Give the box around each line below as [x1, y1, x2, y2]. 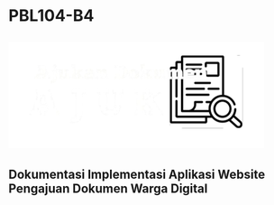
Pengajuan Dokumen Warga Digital [8, 181, 208, 196]
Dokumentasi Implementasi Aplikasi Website [8, 166, 266, 182]
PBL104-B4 [8, 5, 95, 26]
